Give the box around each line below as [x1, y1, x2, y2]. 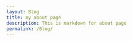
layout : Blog [6, 8, 40, 15]
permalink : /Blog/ [6, 25, 53, 32]
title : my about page [6, 14, 62, 20]
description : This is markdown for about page [6, 20, 127, 26]
